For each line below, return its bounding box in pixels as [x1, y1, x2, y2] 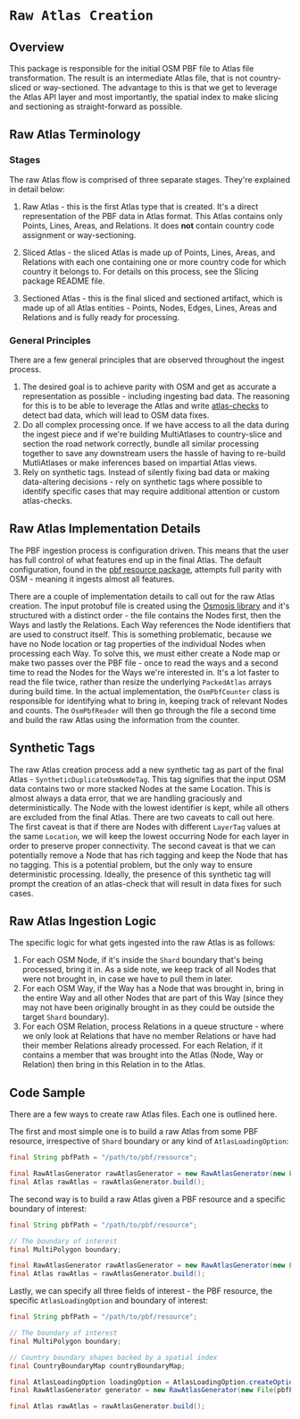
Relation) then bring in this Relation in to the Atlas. [21, 1059, 206, 1070]
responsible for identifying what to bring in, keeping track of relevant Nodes [9, 695, 288, 706]
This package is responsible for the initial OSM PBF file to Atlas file [9, 64, 254, 73]
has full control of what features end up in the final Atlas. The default [9, 554, 262, 565]
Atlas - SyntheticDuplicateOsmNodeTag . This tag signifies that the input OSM [9, 773, 287, 785]
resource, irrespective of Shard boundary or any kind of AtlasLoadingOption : [9, 1135, 289, 1147]
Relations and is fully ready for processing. [21, 311, 180, 322]
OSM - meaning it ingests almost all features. [9, 574, 175, 584]
